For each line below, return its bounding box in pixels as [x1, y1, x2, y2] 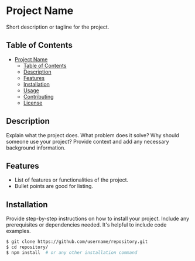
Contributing [23, 93, 54, 100]
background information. [6, 144, 66, 151]
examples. [6, 228, 31, 235]
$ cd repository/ [6, 244, 49, 250]
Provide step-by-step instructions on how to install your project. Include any [6, 215, 189, 222]
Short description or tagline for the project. [6, 23, 110, 30]
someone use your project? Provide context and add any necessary [6, 138, 169, 145]
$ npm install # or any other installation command [6, 249, 138, 255]
